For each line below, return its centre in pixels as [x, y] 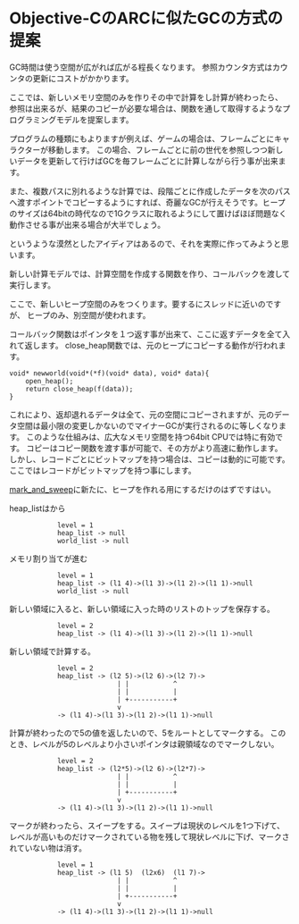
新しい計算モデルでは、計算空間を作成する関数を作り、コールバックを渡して [150, 273]
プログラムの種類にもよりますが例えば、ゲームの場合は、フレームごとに [142, 139]
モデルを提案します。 [95, 119]
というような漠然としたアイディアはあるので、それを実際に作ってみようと [145, 243]
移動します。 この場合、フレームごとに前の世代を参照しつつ [158, 149]
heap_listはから [37, 508]
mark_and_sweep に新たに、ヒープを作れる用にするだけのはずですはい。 [143, 489]
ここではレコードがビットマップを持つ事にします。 [103, 470]
